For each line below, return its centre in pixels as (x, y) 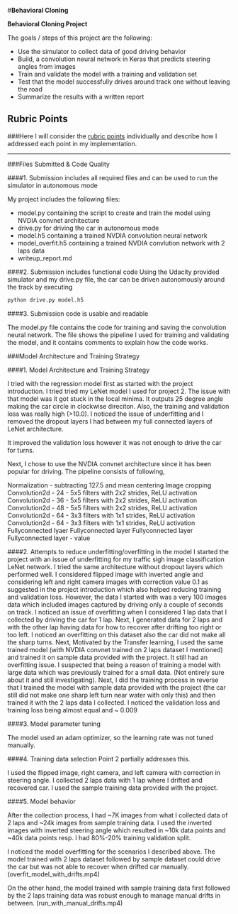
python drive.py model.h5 (45, 300)
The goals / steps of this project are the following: (80, 38)
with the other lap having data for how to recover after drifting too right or (114, 627)
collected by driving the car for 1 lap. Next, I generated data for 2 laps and (115, 620)
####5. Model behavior (42, 801)
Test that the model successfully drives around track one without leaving (124, 82)
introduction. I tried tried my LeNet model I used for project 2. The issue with (119, 391)
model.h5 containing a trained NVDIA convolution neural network (112, 235)
